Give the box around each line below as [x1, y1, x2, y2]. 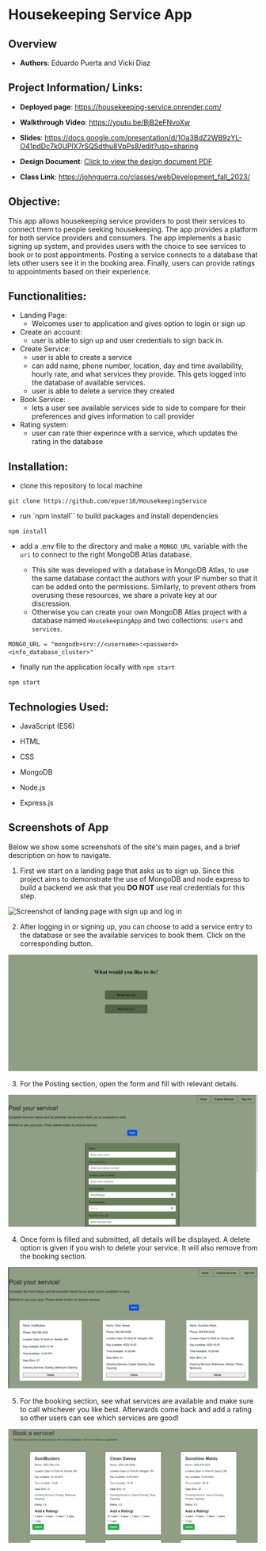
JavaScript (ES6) [19, 722, 75, 731]
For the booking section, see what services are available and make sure [19, 1396, 254, 1405]
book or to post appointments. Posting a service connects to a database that [8, 250, 258, 259]
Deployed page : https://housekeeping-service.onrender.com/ [19, 101, 222, 112]
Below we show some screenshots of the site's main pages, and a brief [8, 842, 241, 852]
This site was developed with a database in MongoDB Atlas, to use [31, 565, 249, 575]
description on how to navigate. [8, 850, 112, 860]
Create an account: [19, 327, 83, 337]
